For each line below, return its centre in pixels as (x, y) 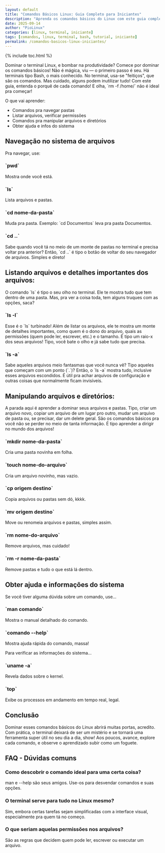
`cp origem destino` (29, 488)
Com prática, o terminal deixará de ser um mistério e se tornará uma (74, 732)
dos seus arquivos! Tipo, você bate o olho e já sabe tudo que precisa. (75, 341)
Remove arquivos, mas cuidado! (38, 546)
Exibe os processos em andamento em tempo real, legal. (63, 700)
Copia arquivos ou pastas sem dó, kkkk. (45, 499)
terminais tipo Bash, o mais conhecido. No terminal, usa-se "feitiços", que (80, 75)
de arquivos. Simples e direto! (35, 257)
